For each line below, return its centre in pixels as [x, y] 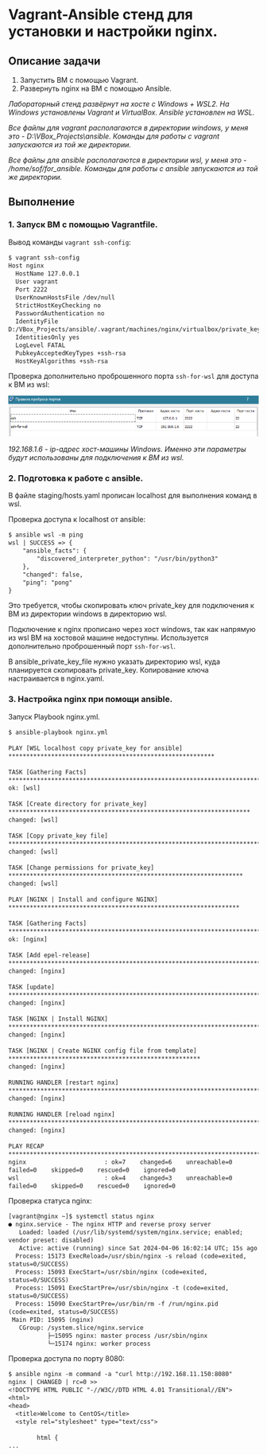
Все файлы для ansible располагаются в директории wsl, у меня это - [128, 160]
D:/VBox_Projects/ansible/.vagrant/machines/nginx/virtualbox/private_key [135, 329]
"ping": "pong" [48, 583]
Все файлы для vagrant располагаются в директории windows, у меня [128, 128]
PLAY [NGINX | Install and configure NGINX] [83, 899]
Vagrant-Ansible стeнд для [101, 15]
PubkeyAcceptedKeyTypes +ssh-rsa [71, 353]
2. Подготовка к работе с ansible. [76, 478]
